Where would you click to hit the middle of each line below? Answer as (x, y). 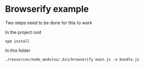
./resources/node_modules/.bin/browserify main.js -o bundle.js (72, 59)
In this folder (18, 50)
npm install (17, 41)
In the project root (23, 32)
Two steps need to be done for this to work (49, 23)
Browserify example (47, 9)
